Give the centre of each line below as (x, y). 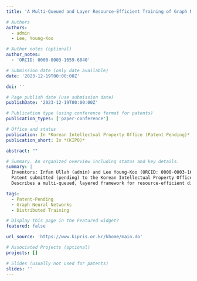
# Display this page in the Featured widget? (62, 221)
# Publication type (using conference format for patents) (80, 113)
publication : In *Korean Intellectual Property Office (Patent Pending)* (98, 135)
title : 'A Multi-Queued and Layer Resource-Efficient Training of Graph (97, 11)
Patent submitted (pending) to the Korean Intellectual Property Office (102, 178)
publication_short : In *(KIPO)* (45, 140)
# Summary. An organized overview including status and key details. (93, 161)
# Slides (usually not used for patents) (57, 263)
